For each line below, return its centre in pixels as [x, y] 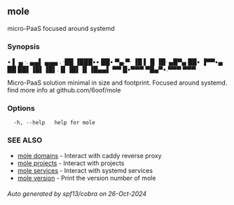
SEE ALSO [25, 141]
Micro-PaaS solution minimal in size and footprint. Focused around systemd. [117, 83]
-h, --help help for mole [55, 123]
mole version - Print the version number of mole [87, 178]
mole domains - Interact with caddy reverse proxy [89, 155]
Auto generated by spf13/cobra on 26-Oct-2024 [77, 194]
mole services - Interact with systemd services [85, 170]
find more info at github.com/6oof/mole [64, 90]
